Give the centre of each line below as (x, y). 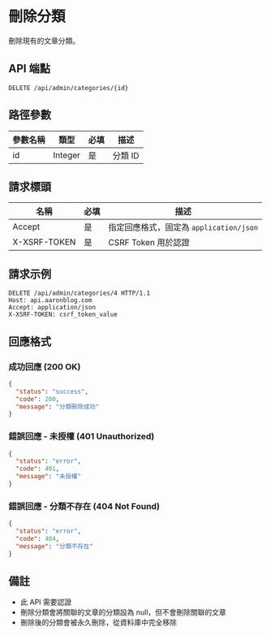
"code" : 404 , (38, 538)
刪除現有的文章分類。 (44, 41)
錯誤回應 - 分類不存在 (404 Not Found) (84, 506)
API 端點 (30, 69)
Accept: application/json (52, 308)
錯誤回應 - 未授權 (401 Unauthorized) (82, 437)
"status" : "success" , (52, 391)
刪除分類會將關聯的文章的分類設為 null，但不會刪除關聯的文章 (123, 612)
